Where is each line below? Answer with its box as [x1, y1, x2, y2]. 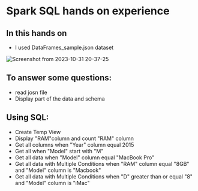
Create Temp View [14, 128, 61, 135]
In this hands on [6, 28, 67, 38]
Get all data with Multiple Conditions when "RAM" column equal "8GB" [14, 160, 190, 167]
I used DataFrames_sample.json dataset [14, 44, 114, 51]
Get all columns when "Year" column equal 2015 [14, 141, 134, 148]
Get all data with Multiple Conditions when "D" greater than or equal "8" [14, 172, 193, 180]
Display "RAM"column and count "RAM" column [14, 135, 134, 142]
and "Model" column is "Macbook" [14, 166, 101, 174]
